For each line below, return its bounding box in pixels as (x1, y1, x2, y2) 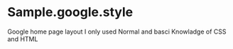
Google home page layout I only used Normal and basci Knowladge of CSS (7, 27, 227, 36)
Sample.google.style (7, 4, 134, 20)
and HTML (7, 34, 38, 43)
